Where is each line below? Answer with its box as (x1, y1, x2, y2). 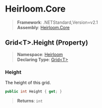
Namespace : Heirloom (17, 51, 63, 57)
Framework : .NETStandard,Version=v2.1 (17, 19, 98, 25)
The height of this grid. (5, 80, 51, 86)
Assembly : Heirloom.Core (17, 24, 70, 30)
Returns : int (17, 98, 43, 104)
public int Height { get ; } (5, 89, 62, 94)
